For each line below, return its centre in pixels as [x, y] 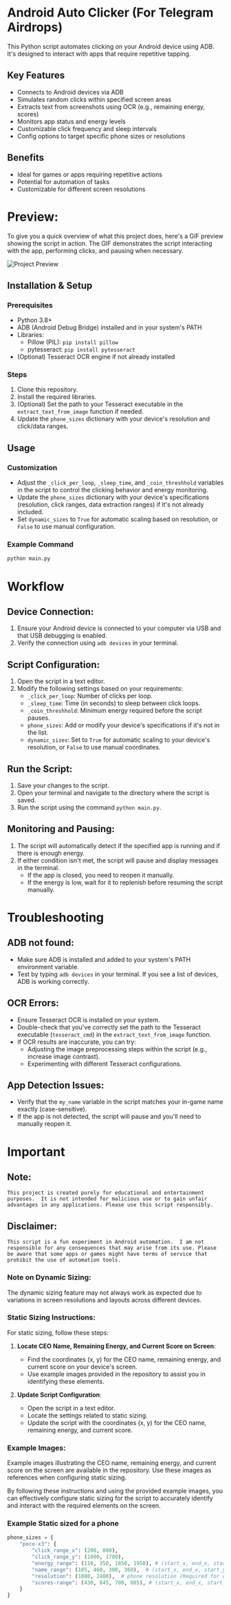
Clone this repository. [47, 390]
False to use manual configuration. [66, 527]
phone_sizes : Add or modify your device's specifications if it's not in [123, 725]
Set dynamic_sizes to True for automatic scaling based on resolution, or [118, 519]
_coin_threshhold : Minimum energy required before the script [115, 711]
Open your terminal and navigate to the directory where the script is [113, 793]
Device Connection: [51, 612]
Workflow [36, 586]
